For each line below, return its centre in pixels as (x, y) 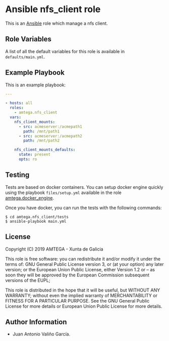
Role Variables (28, 39)
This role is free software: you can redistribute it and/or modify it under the (83, 259)
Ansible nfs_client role (53, 9)
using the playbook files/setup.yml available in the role (64, 192)
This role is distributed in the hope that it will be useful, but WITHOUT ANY (83, 290)
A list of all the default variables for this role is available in (65, 51)
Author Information (36, 322)
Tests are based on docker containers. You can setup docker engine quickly (84, 187)
